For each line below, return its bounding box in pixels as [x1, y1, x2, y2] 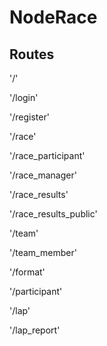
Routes [9, 46, 55, 63]
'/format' [9, 266, 46, 278]
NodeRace [9, 6, 98, 29]
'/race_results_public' [9, 208, 98, 220]
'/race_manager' [9, 169, 77, 181]
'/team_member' [9, 247, 77, 258]
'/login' [9, 92, 39, 103]
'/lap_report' [9, 324, 61, 336]
